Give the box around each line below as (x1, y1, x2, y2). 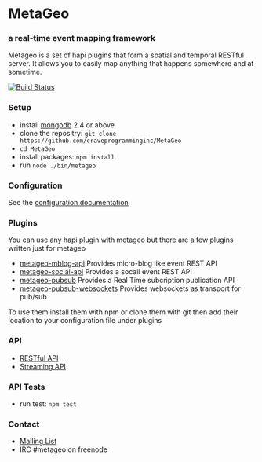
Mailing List (19, 437, 57, 446)
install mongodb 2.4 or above (19, 119, 115, 130)
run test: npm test (19, 398, 77, 409)
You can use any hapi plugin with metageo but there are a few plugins (8, 235, 234, 244)
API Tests (8, 381, 45, 392)
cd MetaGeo (19, 145, 56, 153)
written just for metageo (8, 244, 86, 253)
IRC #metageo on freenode (19, 445, 108, 454)
